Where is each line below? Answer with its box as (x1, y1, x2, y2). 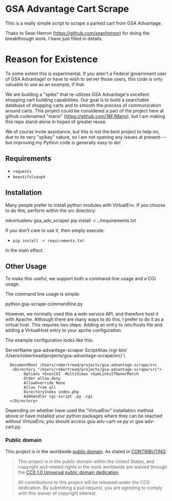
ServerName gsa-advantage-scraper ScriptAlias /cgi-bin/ (5, 347, 127, 353)
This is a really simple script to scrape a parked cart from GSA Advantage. (5, 20, 163, 26)
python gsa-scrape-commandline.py (5, 301, 83, 307)
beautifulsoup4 (12, 174, 46, 180)
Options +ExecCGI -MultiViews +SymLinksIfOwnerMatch (24, 372, 139, 377)
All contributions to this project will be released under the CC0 (17, 479, 150, 485)
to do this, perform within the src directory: (5, 207, 97, 214)
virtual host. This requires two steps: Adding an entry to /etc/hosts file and (5, 322, 163, 328)
